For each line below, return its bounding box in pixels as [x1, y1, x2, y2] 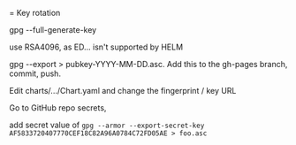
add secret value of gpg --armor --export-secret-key [9, 119, 205, 130]
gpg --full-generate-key [9, 25, 97, 34]
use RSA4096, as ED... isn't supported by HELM [9, 42, 184, 52]
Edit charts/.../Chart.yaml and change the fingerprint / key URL [9, 86, 237, 95]
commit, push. [9, 68, 62, 79]
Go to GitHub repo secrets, [9, 103, 107, 113]
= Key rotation [9, 8, 61, 18]
